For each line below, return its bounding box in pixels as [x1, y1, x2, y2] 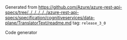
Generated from [5, 4, 38, 10]
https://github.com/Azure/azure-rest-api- [38, 4, 122, 10]
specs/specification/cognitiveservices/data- [5, 15, 95, 20]
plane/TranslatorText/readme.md [5, 20, 72, 26]
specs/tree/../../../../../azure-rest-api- [5, 9, 79, 15]
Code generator [5, 30, 37, 35]
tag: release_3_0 [72, 20, 106, 26]
